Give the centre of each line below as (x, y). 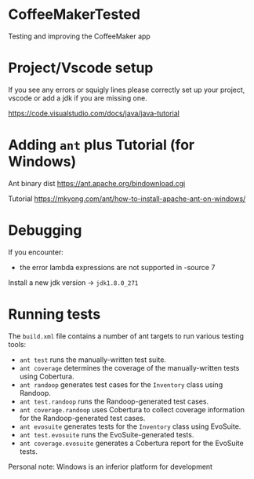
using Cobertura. (47, 376)
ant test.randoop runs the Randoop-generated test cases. (114, 401)
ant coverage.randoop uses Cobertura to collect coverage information (132, 409)
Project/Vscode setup (81, 68)
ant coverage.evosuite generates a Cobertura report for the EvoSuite (132, 443)
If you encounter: (36, 252)
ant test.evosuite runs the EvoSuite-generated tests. (107, 434)
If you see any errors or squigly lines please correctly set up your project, (127, 90)
